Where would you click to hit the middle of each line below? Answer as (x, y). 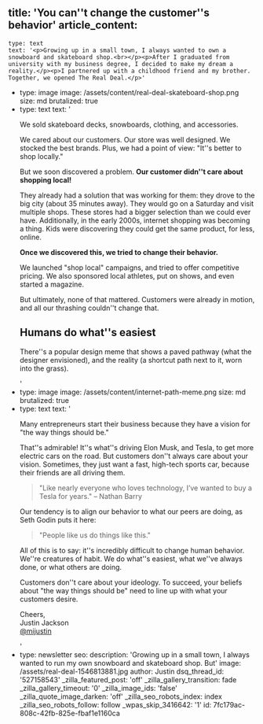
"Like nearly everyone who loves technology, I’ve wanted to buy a (146, 488)
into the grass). (44, 368)
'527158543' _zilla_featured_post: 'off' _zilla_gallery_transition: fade (128, 679)
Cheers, (32, 614)
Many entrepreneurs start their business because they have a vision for (135, 423)
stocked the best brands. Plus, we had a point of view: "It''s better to (130, 148)
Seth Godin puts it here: (58, 519)
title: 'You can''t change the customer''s (109, 13)
